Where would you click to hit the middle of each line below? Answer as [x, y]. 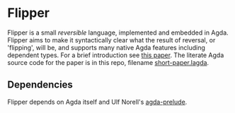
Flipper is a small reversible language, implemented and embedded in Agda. [118, 32]
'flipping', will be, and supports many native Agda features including [106, 47]
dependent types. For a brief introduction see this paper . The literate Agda [116, 55]
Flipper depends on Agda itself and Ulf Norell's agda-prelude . [97, 102]
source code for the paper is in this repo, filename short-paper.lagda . [108, 62]
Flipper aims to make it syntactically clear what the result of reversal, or [111, 40]
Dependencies [40, 85]
